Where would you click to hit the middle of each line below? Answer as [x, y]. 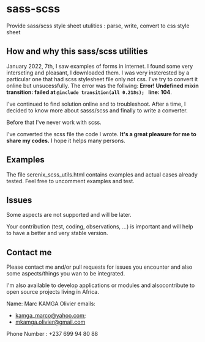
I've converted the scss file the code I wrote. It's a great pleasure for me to [102, 134]
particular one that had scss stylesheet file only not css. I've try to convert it [102, 79]
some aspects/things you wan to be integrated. [66, 274]
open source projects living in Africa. [53, 292]
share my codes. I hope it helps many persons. [66, 140]
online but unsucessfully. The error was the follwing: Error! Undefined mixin [102, 85]
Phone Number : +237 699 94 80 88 [52, 334]
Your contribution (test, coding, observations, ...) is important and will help [100, 227]
